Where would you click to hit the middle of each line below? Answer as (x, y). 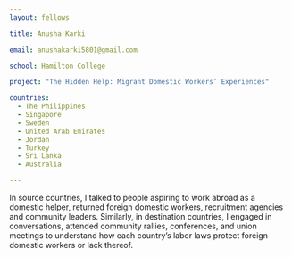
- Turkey (33, 148)
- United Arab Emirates (61, 131)
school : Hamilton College (57, 66)
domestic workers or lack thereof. (71, 245)
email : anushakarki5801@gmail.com (74, 50)
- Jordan (33, 139)
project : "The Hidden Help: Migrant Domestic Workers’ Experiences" (139, 82)
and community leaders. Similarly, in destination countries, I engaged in (141, 216)
